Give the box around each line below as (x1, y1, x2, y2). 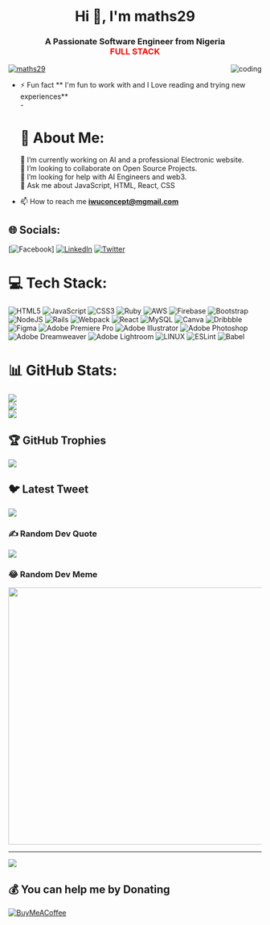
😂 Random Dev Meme (8, 568, 98, 579)
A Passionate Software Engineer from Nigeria (44, 36, 226, 47)
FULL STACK (109, 46, 161, 57)
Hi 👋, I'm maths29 (75, 7, 195, 26)
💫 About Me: (19, 129, 104, 147)
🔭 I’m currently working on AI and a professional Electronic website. (19, 155, 244, 165)
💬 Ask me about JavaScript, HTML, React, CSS (19, 181, 175, 190)
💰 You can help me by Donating (8, 882, 170, 896)
